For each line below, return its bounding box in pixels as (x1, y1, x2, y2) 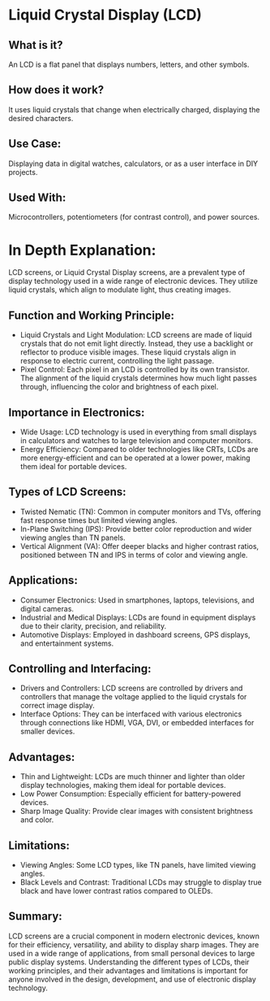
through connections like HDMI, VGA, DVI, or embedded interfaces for (19, 718, 255, 728)
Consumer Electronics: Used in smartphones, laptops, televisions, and (19, 595, 255, 605)
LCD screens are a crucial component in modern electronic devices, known (8, 931, 259, 941)
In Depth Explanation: (8, 241, 156, 259)
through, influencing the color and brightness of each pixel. (19, 382, 219, 392)
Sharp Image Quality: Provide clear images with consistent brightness (19, 807, 254, 816)
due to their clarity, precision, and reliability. (19, 620, 167, 631)
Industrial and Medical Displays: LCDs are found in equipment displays (19, 612, 256, 622)
